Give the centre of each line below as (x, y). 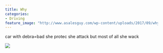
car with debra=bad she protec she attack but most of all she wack (72, 37)
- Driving (15, 18)
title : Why (16, 9)
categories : (17, 14)
